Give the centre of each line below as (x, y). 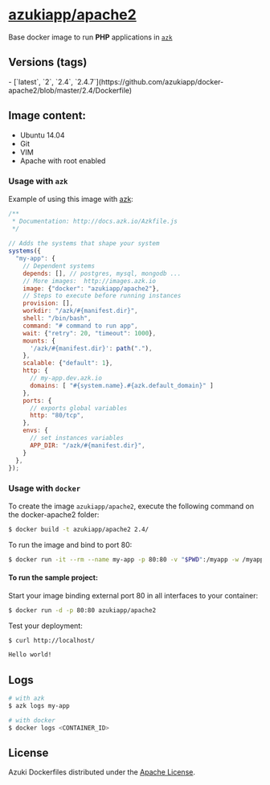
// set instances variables (77, 438)
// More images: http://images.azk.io (90, 281)
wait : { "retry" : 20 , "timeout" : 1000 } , (90, 333)
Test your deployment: (45, 626)
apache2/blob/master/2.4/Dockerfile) (70, 90)
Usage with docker (45, 488)
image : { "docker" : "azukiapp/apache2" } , (91, 288)
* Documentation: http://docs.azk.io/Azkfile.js (95, 221)
